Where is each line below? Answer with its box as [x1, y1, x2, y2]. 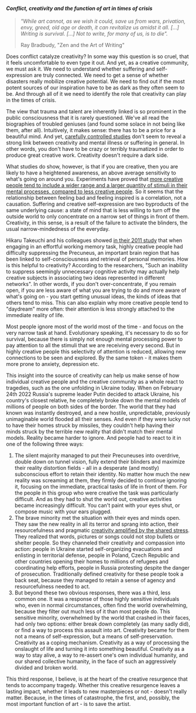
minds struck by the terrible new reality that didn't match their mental [6, 428, 173, 435]
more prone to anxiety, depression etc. [6, 361, 99, 368]
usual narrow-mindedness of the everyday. [6, 226, 110, 233]
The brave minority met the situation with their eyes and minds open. [14, 514, 181, 522]
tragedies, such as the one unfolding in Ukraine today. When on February [6, 385, 183, 392]
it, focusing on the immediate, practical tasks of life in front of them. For [14, 483, 188, 490]
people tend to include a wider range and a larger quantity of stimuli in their [6, 182, 188, 189]
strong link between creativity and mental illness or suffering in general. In [6, 139, 185, 146]
